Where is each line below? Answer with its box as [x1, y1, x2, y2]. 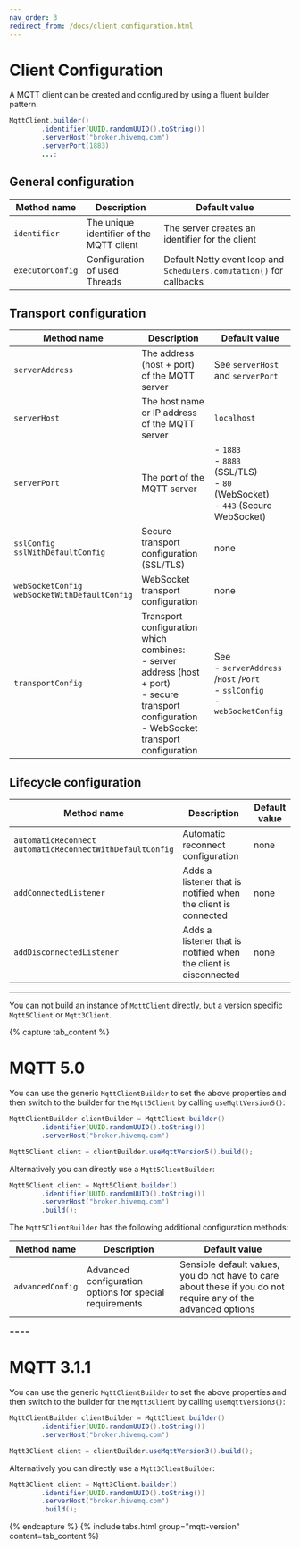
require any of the [179, 1292, 254, 1305]
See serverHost [213, 359, 279, 371]
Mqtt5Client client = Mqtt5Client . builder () [9, 1180, 178, 1190]
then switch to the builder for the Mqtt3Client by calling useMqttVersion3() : [9, 1397, 286, 1408]
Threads [86, 275, 122, 287]
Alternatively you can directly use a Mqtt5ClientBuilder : [9, 1163, 216, 1174]
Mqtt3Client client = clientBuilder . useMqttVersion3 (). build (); [9, 1446, 254, 1455]
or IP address [141, 406, 198, 419]
